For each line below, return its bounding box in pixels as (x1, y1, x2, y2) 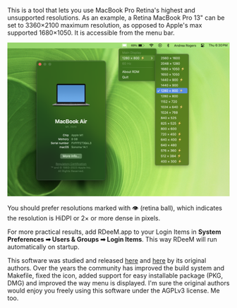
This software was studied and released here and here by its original (7, 256, 207, 264)
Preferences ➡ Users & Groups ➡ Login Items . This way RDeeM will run (7, 235, 217, 243)
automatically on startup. (7, 242, 80, 251)
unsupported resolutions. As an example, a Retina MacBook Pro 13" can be (7, 13, 225, 22)
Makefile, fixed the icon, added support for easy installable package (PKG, (7, 271, 224, 280)
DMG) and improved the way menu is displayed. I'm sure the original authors (7, 278, 230, 287)
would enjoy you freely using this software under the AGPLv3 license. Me (7, 286, 220, 295)
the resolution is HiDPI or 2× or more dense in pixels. (7, 213, 161, 222)
